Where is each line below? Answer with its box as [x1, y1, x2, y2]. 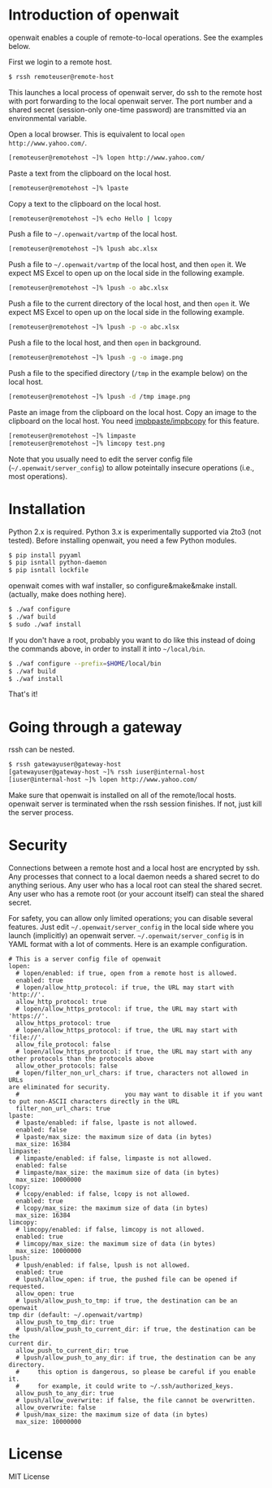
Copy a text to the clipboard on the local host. [8, 199, 162, 208]
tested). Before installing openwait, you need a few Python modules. [8, 535, 237, 545]
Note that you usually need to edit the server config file [8, 454, 193, 464]
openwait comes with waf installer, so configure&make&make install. [8, 581, 238, 591]
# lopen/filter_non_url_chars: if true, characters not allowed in [15, 1068, 249, 1077]
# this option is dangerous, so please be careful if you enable [15, 1368, 256, 1376]
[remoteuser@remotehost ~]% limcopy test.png [8, 439, 165, 447]
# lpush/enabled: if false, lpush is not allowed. [15, 1261, 191, 1269]
